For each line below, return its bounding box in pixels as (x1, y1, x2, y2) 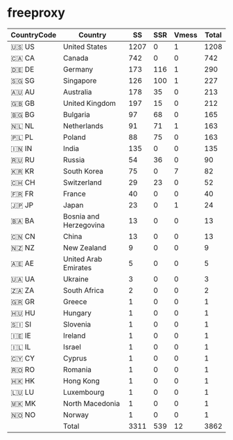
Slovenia (63, 319, 92, 329)
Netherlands (63, 120, 104, 130)
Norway (63, 409, 89, 419)
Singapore (63, 75, 97, 85)
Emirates (63, 262, 92, 272)
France (63, 189, 86, 198)
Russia (63, 155, 85, 164)
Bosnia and (63, 211, 100, 221)
